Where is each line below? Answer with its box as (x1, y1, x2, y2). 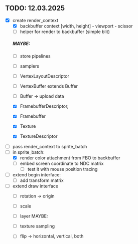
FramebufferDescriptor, (20, 103, 69, 109)
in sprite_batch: (12, 149, 45, 155)
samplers (20, 63, 39, 69)
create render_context (12, 17, 59, 23)
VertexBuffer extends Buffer (20, 83, 78, 89)
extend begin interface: (12, 171, 61, 177)
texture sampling (20, 223, 55, 229)
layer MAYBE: (20, 213, 48, 219)
